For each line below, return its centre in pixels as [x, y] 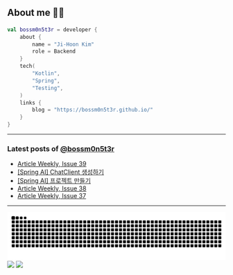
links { [31, 103]
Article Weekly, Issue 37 [52, 196]
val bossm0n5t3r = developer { [52, 29]
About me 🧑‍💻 [36, 13]
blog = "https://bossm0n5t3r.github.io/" [93, 110]
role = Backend [54, 52]
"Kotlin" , [46, 73]
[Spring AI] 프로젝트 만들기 [54, 181]
